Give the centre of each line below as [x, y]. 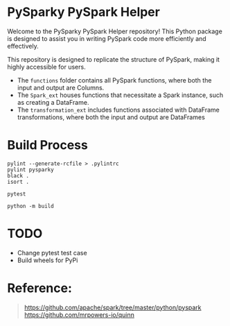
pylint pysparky [30, 170]
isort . [18, 182]
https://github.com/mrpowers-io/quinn [79, 315]
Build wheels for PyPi [47, 260]
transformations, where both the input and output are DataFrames [111, 117]
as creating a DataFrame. [53, 102]
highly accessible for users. [46, 67]
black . [18, 175]
